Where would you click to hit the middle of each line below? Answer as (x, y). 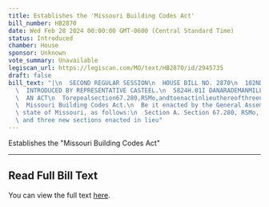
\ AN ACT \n (36, 98)
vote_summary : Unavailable (53, 61)
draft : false (30, 75)
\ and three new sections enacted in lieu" (89, 120)
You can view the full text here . (59, 195)
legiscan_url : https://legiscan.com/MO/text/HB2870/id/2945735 (116, 68)
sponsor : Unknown (37, 53)
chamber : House (34, 46)
